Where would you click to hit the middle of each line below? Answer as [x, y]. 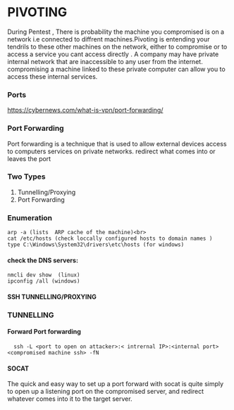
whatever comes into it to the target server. [70, 399]
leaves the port [29, 158]
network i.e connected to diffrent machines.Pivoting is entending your [109, 39]
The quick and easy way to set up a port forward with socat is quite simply [116, 384]
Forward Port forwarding [44, 332]
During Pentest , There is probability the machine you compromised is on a [116, 32]
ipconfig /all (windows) [44, 281]
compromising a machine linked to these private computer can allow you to [116, 69]
